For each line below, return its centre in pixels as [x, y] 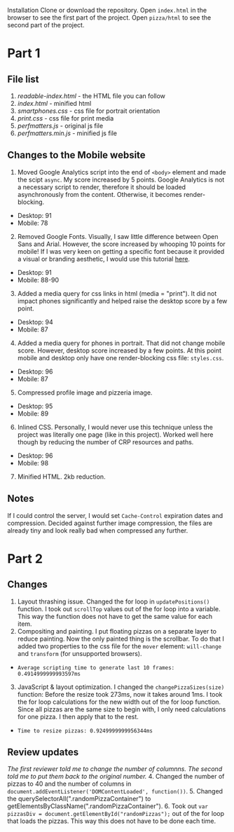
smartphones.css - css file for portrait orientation [89, 111]
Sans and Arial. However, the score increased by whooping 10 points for [121, 244]
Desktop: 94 [35, 322]
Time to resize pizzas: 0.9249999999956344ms [85, 731]
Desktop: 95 [35, 406]
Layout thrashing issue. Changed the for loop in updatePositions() [113, 601]
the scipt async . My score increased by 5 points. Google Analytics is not [121, 179]
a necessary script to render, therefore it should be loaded [102, 187]
